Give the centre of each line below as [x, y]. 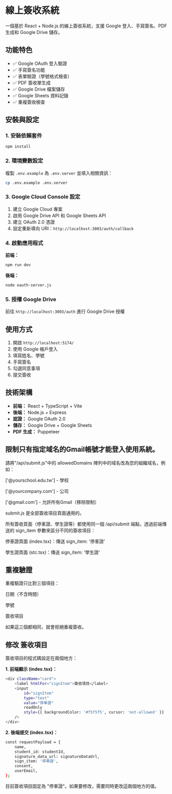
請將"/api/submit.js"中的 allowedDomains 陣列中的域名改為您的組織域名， [83, 463]
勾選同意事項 [26, 368]
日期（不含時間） [23, 594]
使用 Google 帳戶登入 [35, 349]
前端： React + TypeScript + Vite [47, 406]
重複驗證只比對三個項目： [32, 583]
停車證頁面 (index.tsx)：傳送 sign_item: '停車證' [55, 541]
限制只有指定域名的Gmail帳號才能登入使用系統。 [82, 449]
